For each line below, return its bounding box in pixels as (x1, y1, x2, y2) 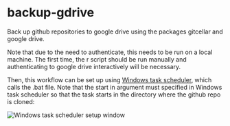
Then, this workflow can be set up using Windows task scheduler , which (7, 75, 212, 84)
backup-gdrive (7, 5, 95, 21)
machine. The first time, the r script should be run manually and (7, 55, 187, 63)
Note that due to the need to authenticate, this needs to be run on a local (7, 48, 213, 56)
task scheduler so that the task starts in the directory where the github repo (7, 90, 221, 99)
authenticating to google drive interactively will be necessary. (7, 62, 181, 71)
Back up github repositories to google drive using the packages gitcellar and (7, 27, 223, 36)
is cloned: (7, 97, 35, 105)
